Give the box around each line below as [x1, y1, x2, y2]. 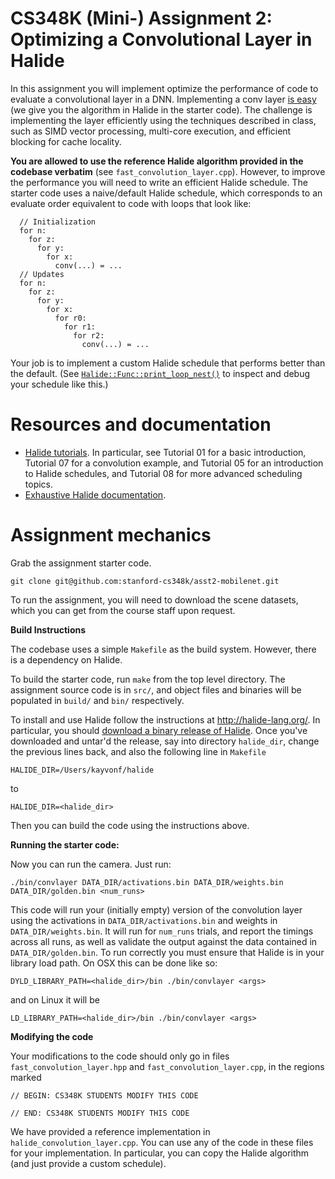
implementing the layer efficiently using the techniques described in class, [10, 114, 317, 126]
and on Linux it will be [10, 993, 100, 1006]
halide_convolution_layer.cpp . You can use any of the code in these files [10, 1136, 314, 1148]
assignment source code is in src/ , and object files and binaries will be [10, 683, 302, 696]
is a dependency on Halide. [10, 653, 123, 666]
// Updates [19, 269, 65, 279]
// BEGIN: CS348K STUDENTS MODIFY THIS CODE [10, 1090, 199, 1101]
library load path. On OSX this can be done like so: [10, 957, 218, 969]
